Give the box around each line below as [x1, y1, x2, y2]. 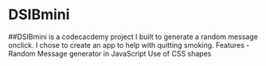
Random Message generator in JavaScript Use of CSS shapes [8, 49, 212, 58]
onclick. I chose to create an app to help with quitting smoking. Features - [8, 40, 250, 49]
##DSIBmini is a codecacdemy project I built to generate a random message [8, 32, 259, 41]
